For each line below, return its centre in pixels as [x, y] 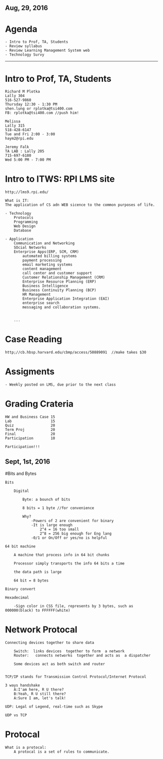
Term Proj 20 [30, 430]
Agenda [21, 29]
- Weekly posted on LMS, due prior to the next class [61, 385]
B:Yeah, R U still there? [40, 694]
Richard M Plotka [23, 92]
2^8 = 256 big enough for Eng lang [75, 533]
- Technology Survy [25, 55]
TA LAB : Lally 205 [25, 151]
